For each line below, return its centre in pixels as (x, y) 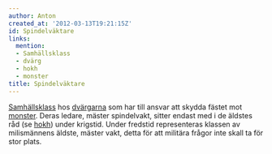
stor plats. (25, 141)
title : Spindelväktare (47, 83)
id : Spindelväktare (41, 31)
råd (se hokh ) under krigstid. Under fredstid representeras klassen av (125, 124)
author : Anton (32, 16)
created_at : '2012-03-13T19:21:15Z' (70, 24)
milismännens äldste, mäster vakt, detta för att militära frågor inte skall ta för (136, 133)
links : (19, 38)
